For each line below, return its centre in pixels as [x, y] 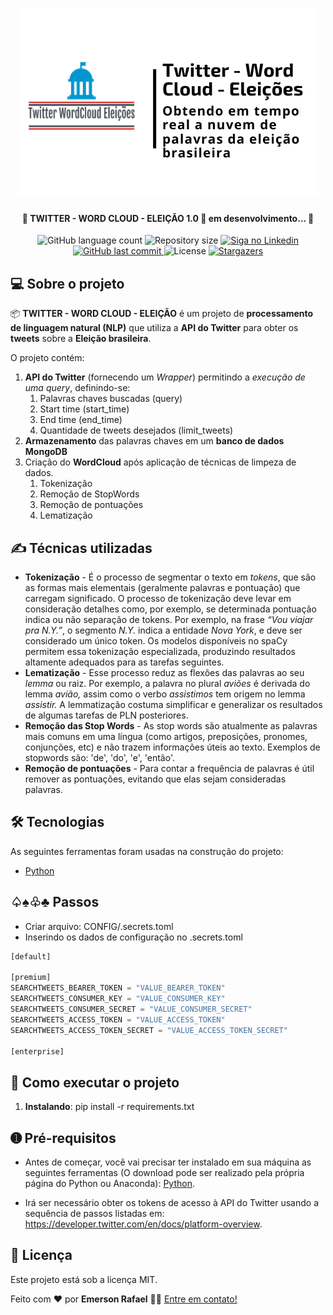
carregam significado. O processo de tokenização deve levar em [158, 599]
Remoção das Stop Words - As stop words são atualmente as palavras [171, 726]
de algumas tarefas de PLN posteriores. [106, 715]
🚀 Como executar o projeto [95, 1082]
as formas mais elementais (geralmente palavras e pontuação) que [162, 588]
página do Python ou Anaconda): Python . [109, 1184]
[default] [31, 956]
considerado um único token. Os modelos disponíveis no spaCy [156, 641]
